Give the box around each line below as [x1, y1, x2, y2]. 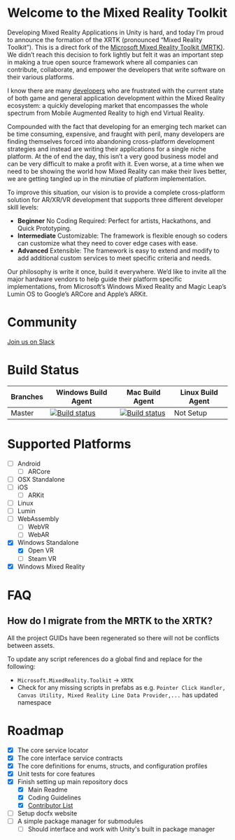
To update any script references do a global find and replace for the [7, 654, 203, 663]
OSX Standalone [17, 475, 65, 483]
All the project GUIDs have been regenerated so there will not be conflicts [7, 633, 220, 642]
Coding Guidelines [27, 793, 82, 801]
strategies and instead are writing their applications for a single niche [7, 144, 206, 153]
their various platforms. [7, 72, 75, 81]
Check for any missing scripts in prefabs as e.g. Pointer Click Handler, [17, 683, 226, 691]
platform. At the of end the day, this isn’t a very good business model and [7, 152, 219, 161]
